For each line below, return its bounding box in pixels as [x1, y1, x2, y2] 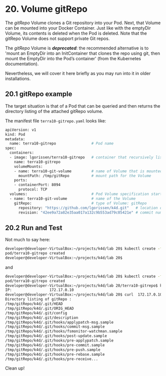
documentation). [5, 61, 39, 67]
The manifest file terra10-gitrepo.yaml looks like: [5, 117, 106, 124]
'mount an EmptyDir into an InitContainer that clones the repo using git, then [5, 50, 161, 56]
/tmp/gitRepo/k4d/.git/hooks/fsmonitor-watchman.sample [5, 329, 123, 334]
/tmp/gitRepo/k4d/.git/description [5, 315, 79, 320]
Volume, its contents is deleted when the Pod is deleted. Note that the [5, 30, 147, 36]
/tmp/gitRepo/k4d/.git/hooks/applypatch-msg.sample [5, 320, 114, 325]
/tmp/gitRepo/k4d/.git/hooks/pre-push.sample [5, 347, 100, 352]
